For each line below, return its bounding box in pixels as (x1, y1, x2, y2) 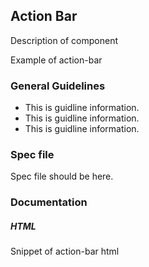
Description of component (10, 34, 119, 46)
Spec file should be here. (10, 170, 114, 183)
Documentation (10, 195, 88, 209)
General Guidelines (10, 79, 106, 93)
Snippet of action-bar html (10, 245, 120, 258)
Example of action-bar (10, 54, 103, 66)
